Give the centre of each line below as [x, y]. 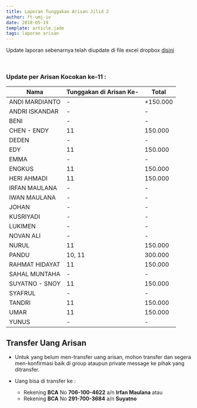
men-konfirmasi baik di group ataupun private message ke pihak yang [99, 363]
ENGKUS [21, 169]
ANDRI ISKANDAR [34, 111]
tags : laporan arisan [33, 34]
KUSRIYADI [25, 217]
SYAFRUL [22, 293]
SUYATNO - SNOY [35, 284]
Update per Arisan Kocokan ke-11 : [56, 77]
